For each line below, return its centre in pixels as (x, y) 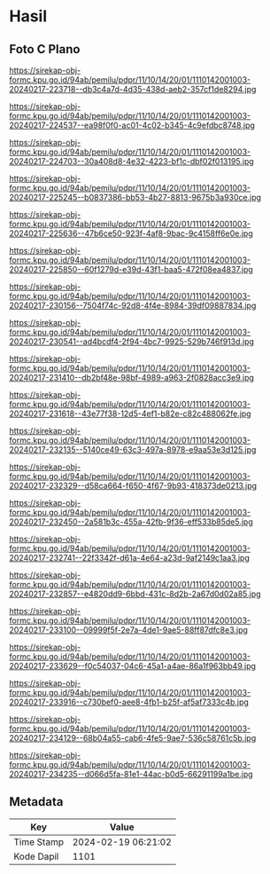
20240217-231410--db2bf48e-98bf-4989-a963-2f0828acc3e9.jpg (132, 378)
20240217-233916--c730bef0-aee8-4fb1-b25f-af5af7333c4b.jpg (129, 702)
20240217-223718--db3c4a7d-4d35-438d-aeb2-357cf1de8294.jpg (133, 89)
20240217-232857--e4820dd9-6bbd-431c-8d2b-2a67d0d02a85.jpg (135, 594)
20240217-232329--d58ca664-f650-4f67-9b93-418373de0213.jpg (133, 486)
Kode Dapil (36, 856)
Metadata (36, 802)
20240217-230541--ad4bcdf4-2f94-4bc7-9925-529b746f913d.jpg (132, 342)
